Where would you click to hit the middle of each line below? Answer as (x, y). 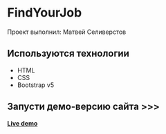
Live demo (22, 123)
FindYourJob (45, 13)
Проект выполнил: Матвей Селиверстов (67, 32)
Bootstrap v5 (35, 85)
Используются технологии (68, 54)
